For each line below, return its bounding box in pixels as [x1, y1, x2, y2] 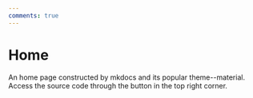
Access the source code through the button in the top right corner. [8, 80, 228, 90]
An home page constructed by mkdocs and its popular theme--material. [8, 73, 246, 82]
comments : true [8, 11, 59, 20]
